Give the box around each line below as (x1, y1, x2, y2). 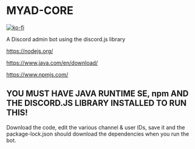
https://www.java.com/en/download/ (6, 59, 98, 66)
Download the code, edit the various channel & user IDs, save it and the (6, 123, 185, 131)
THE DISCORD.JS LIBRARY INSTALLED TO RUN (6, 98, 187, 108)
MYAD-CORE (6, 4, 74, 18)
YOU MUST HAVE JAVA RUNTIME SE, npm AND (6, 89, 189, 99)
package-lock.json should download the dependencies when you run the (6, 130, 190, 137)
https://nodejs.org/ (6, 47, 53, 55)
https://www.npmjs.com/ (6, 71, 69, 78)
